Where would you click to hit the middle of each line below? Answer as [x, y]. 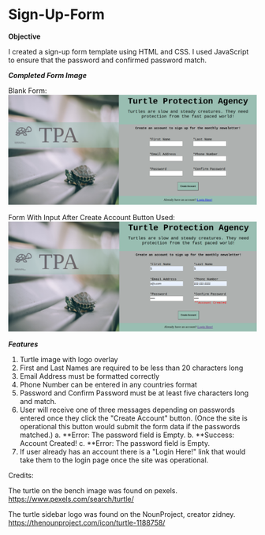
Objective [24, 36]
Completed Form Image [47, 75]
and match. [38, 402]
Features [23, 344]
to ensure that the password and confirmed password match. [108, 60]
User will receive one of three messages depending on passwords [127, 410]
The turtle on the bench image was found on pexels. [93, 491]
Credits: [21, 476]
